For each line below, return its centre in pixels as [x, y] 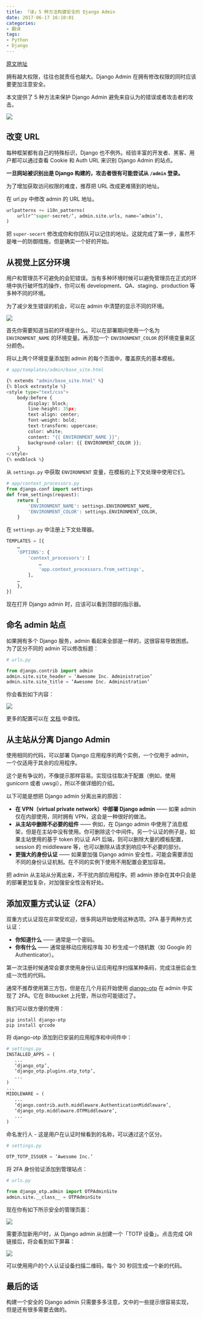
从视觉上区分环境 [38, 262]
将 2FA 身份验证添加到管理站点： [47, 1169]
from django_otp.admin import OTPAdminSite [62, 1191]
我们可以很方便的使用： [35, 1008]
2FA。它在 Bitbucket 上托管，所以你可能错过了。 [79, 995]
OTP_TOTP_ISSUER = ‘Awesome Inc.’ [50, 1157]
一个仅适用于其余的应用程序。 [43, 763]
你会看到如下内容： [30, 694]
